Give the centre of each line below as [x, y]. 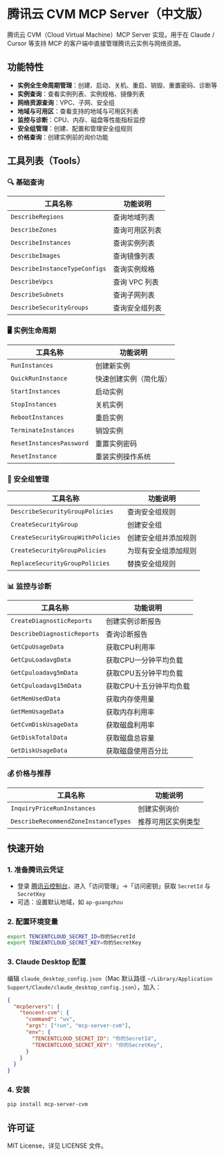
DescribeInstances [41, 243]
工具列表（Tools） [47, 161]
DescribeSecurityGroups [50, 308]
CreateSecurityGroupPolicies [58, 551]
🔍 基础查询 [26, 183]
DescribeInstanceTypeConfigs [58, 269]
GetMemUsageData [37, 712]
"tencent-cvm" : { [45, 1013]
